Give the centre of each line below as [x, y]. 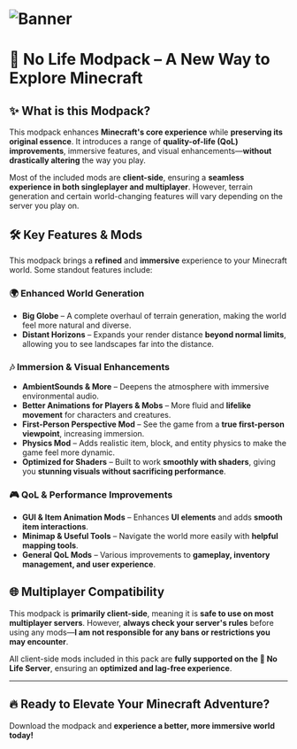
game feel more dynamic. [69, 452]
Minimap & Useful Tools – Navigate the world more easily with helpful [150, 536]
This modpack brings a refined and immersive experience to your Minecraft [148, 260]
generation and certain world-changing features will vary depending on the [146, 197]
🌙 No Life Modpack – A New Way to [140, 60]
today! [21, 735]
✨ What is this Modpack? [80, 111]
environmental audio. [61, 396]
